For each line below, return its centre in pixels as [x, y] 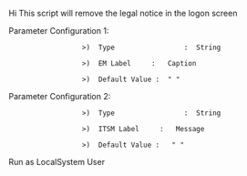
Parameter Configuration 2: [60, 96]
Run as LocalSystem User [57, 162]
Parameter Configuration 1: [59, 31]
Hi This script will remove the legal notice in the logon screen [123, 13]
